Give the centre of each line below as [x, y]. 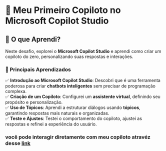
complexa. [16, 91]
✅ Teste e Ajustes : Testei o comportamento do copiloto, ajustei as [74, 118]
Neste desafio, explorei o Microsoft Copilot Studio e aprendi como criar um [83, 51]
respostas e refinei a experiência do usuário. [51, 124]
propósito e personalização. [34, 102]
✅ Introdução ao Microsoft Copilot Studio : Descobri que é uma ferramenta [83, 80]
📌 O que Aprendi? [33, 39]
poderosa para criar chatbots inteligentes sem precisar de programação [80, 86]
